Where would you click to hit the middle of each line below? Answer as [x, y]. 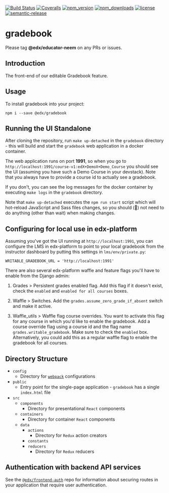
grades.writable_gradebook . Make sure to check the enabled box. [80, 332]
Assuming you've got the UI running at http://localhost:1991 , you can [79, 241]
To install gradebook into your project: [45, 104]
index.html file [35, 392]
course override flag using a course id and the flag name [72, 327]
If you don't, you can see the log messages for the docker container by [79, 187]
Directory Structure [37, 359]
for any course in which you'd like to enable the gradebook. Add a [81, 322]
